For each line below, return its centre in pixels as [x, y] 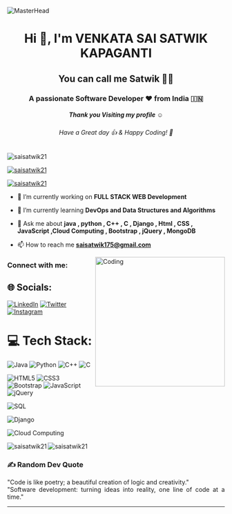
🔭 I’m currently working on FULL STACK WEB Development [102, 197]
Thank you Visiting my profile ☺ [116, 115]
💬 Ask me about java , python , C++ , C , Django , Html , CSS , [105, 224]
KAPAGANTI [116, 54]
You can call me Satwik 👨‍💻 [116, 78]
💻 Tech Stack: [50, 341]
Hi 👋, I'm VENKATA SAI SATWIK [116, 39]
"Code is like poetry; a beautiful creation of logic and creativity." [98, 482]
